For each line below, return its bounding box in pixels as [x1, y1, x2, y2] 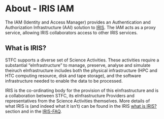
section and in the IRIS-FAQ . [5, 108, 62, 114]
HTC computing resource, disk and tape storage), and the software [5, 72, 141, 79]
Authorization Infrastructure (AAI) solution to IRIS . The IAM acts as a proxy [5, 24, 156, 30]
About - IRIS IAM [5, 3, 74, 14]
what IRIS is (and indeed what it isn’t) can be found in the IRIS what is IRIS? [5, 103, 157, 109]
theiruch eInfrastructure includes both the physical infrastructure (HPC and [5, 67, 158, 73]
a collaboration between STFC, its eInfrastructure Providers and [5, 92, 134, 98]
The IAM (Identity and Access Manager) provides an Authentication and [5, 19, 151, 25]
